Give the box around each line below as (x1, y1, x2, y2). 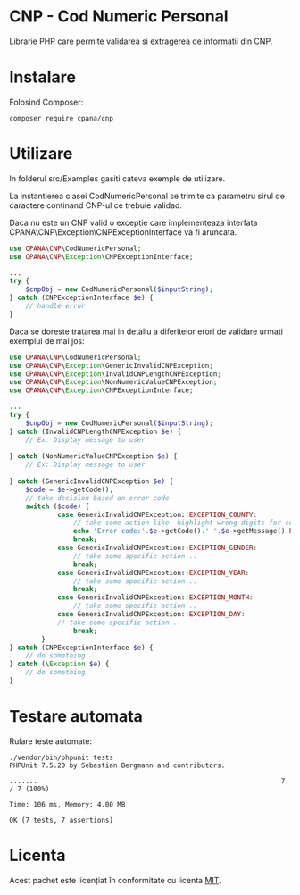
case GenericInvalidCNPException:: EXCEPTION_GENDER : (56, 543, 257, 553)
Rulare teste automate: (9, 735, 92, 747)
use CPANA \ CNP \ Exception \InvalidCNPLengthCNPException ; (9, 369, 221, 379)
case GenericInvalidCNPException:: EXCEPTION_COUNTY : (56, 510, 257, 519)
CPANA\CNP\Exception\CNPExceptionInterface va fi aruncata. (9, 226, 237, 238)
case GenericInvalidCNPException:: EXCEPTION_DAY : (56, 610, 246, 619)
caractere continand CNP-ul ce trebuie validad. (9, 199, 183, 211)
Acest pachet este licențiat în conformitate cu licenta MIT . (9, 874, 221, 885)
